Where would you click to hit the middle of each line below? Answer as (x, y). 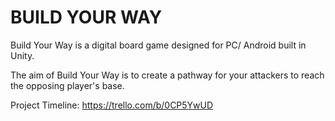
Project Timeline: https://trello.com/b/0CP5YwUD (112, 105)
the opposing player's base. (67, 85)
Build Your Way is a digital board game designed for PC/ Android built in (158, 45)
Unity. (22, 55)
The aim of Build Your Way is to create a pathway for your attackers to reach (167, 75)
